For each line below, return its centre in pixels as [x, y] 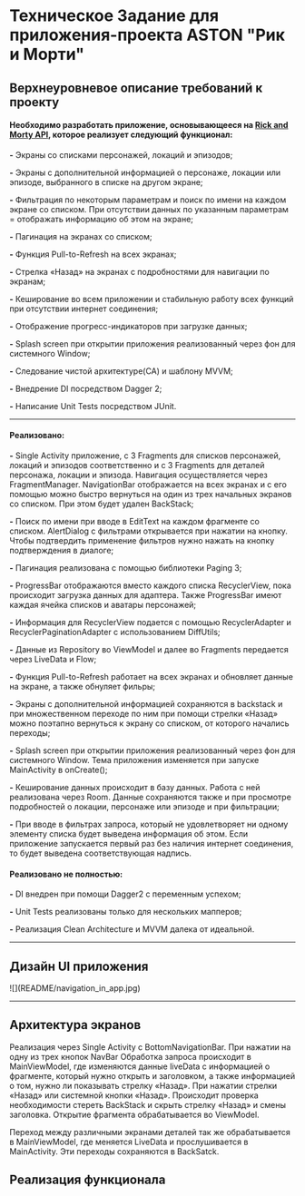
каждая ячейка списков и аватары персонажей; [103, 604]
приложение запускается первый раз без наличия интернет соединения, [152, 843]
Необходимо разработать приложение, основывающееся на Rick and [149, 125]
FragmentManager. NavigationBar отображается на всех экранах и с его [148, 484]
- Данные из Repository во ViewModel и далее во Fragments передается [149, 649]
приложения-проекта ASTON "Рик [148, 35]
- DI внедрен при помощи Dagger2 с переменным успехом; [125, 894]
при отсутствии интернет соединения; [84, 309]
